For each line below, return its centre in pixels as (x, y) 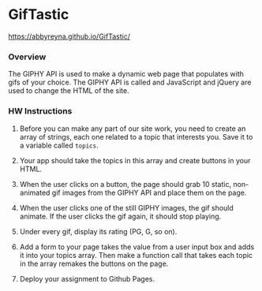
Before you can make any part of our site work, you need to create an (133, 129)
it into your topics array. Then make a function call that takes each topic (136, 255)
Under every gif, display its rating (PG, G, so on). (98, 231)
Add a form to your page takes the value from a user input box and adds (137, 247)
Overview (27, 57)
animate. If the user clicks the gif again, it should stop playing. (120, 216)
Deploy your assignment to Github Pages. (87, 278)
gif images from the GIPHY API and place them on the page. (149, 192)
